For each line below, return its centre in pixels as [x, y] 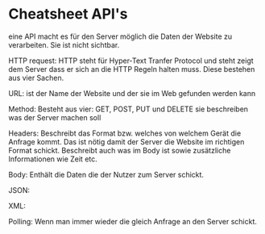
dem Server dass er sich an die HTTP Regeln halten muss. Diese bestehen [132, 69]
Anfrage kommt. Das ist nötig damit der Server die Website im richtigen [126, 141]
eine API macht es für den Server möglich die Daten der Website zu [120, 36]
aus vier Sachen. [36, 77]
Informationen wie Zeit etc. [53, 159]
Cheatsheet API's [68, 14]
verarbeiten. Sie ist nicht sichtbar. [64, 44]
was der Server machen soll [55, 117]
